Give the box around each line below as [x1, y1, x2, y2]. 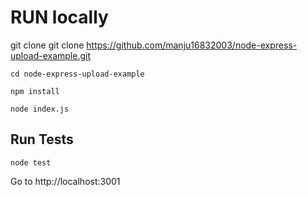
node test [10, 157, 52, 168]
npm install [10, 86, 60, 96]
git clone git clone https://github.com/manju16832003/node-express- [10, 39, 298, 51]
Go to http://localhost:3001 [10, 175, 121, 187]
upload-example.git [10, 49, 91, 61]
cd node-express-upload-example [10, 69, 145, 79]
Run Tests [10, 131, 74, 148]
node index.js [10, 104, 70, 114]
